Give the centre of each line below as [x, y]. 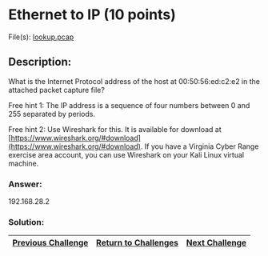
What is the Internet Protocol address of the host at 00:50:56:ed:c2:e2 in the [134, 81]
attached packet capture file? [57, 90]
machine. [24, 163]
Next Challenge [216, 243]
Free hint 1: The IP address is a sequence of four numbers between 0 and [129, 105]
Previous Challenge [50, 243]
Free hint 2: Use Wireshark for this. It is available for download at [115, 129]
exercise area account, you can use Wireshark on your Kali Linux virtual [126, 154]
